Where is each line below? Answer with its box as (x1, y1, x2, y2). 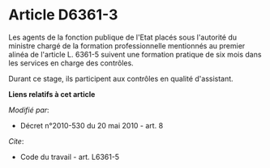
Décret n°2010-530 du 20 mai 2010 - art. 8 (19, 120, 164, 130)
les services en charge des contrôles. (8, 58, 134, 68)
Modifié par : (8, 105, 50, 115)
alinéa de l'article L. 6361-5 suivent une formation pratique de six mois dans (8, 49, 262, 59)
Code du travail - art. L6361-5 (19, 152, 120, 162)
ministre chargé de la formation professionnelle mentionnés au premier (8, 40, 246, 50)
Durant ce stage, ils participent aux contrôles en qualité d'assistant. (8, 73, 234, 83)
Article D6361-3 (8, 6, 118, 24)
